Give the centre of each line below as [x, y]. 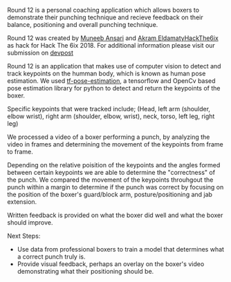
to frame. [20, 152]
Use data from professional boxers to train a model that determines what [121, 249]
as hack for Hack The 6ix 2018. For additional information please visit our [111, 45]
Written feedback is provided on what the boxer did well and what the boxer [115, 215]
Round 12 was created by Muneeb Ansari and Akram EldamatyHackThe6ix [113, 38]
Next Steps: [24, 236]
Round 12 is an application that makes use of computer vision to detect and [114, 66]
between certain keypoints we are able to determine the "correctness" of [111, 172]
